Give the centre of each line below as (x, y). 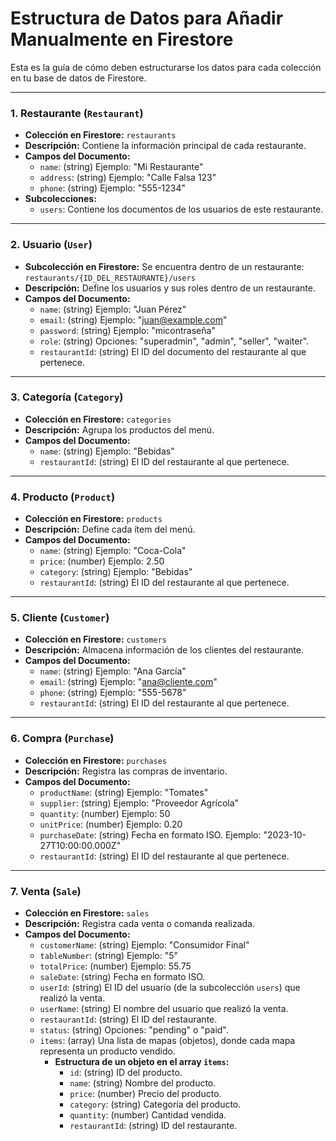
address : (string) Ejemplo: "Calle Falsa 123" (128, 178)
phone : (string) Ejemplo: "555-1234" (113, 188)
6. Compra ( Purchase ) (62, 739)
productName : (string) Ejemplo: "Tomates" (124, 792)
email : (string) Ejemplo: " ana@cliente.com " (128, 682)
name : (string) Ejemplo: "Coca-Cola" (113, 551)
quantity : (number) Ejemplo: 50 (105, 813)
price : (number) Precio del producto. (145, 1094)
